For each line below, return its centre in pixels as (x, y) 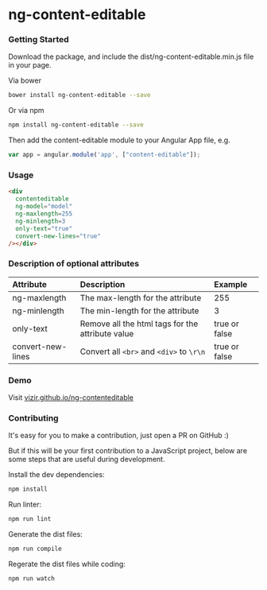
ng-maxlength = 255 (44, 214)
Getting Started (39, 40)
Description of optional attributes (74, 264)
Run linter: (25, 505)
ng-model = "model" (44, 207)
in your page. (30, 65)
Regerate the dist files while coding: (67, 564)
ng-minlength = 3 (41, 221)
